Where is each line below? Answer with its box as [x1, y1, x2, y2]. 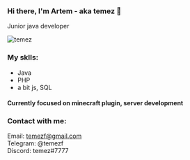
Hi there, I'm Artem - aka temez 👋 [7, 6, 122, 16]
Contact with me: [7, 116, 67, 126]
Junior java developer [7, 22, 70, 30]
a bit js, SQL [17, 83, 52, 91]
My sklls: [7, 53, 39, 62]
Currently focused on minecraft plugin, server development [7, 99, 184, 107]
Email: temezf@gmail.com [7, 132, 82, 141]
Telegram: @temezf [7, 139, 64, 148]
